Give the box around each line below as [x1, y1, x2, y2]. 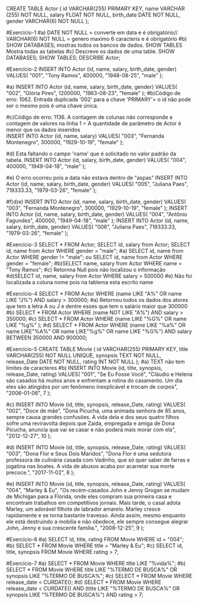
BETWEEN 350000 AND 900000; [6, 334, 87, 341]
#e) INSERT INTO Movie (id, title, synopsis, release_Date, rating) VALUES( [6, 480, 186, 487]
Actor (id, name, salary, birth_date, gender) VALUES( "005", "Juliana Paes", [6, 180, 189, 187]
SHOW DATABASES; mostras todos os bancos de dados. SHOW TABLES [6, 41, 183, 48]
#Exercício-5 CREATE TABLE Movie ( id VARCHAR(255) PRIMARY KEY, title [6, 346, 189, 352]
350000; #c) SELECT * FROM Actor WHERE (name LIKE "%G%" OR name [6, 316, 187, 322]
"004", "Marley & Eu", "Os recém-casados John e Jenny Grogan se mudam [6, 487, 190, 493]
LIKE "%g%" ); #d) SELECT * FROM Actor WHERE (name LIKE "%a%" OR [6, 322, 186, 329]
